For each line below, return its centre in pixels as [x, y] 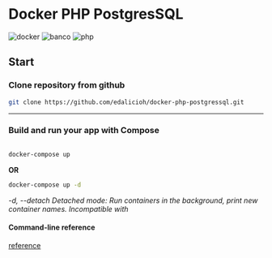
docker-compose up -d [45, 185]
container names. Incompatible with [68, 209]
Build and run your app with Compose [84, 131]
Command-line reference [52, 227]
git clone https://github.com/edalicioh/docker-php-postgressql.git [126, 102]
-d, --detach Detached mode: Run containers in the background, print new [133, 200]
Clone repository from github [67, 85]
